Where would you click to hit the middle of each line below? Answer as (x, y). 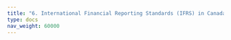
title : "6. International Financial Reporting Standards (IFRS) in (106, 13)
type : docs (23, 20)
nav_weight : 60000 (33, 26)
